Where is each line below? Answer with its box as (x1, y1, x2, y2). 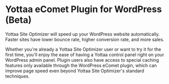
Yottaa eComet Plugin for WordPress (5, 4, 162, 15)
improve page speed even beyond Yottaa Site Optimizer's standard (5, 67, 145, 74)
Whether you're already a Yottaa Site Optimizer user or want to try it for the (5, 46, 161, 52)
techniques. (5, 73, 30, 79)
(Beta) (5, 14, 32, 26)
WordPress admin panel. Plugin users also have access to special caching (5, 57, 159, 63)
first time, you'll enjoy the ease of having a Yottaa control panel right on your (5, 52, 164, 58)
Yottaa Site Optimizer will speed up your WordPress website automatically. (5, 31, 160, 37)
